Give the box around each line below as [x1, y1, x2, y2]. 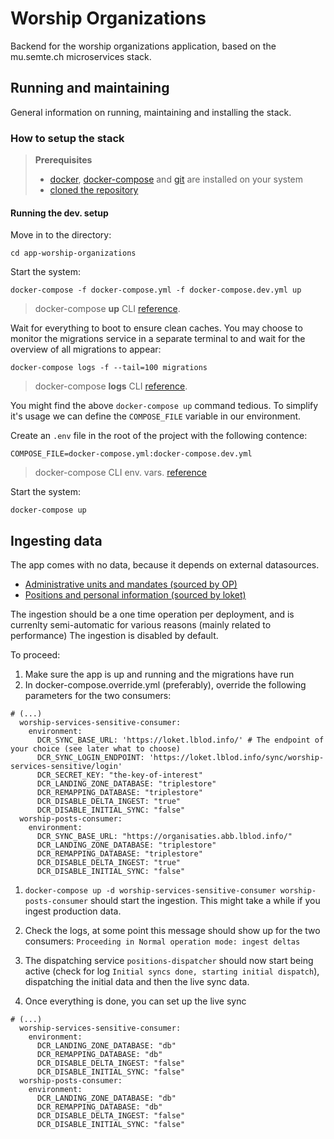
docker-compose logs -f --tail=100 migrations [10, 363, 208, 373]
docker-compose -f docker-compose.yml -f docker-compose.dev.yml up [10, 285, 302, 296]
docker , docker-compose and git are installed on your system [49, 173, 304, 186]
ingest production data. [24, 905, 122, 917]
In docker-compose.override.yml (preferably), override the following [24, 679, 307, 691]
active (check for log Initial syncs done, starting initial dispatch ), [24, 965, 320, 977]
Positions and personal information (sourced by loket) [24, 589, 247, 601]
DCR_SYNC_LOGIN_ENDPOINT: [36, 753, 145, 763]
